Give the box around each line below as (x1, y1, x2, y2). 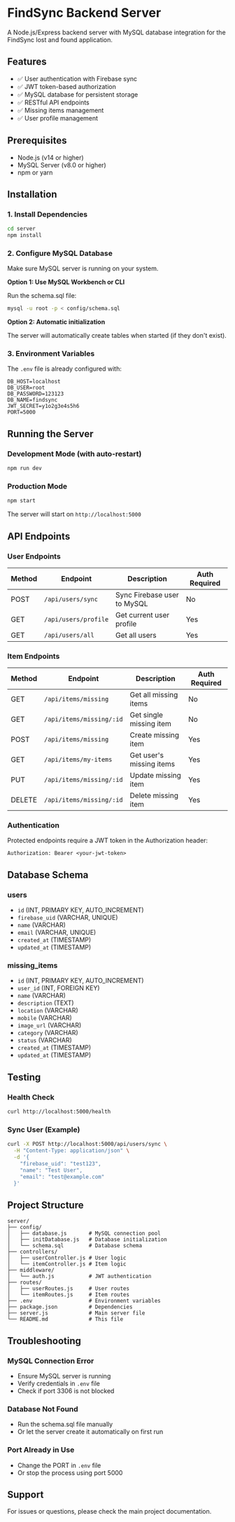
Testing (7, 1071, 41, 1083)
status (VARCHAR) (17, 1036, 72, 1045)
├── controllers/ (7, 1249, 58, 1256)
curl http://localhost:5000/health (7, 1109, 111, 1116)
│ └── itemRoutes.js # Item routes (7, 1291, 130, 1298)
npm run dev (7, 465, 42, 472)
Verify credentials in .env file (17, 1379, 100, 1387)
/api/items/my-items (44, 755, 113, 764)
